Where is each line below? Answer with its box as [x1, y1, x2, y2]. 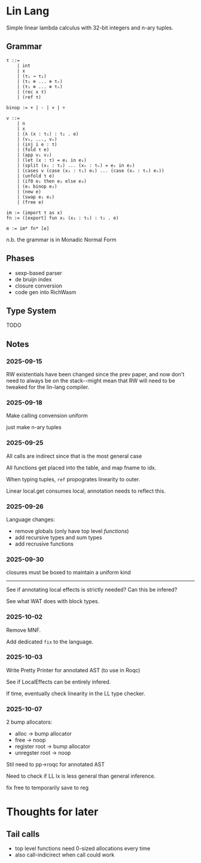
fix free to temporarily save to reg [6, 784, 89, 792]
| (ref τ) [17, 94, 42, 100]
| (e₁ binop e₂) [17, 183, 58, 190]
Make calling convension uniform [6, 412, 88, 419]
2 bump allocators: [6, 718, 53, 726]
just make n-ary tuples [6, 424, 62, 431]
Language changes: [6, 516, 56, 523]
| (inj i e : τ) [17, 141, 58, 148]
